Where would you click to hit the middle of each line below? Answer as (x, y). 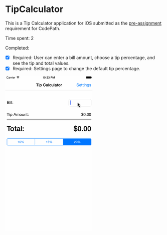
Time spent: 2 (20, 38)
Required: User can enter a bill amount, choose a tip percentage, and (84, 57)
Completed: (17, 48)
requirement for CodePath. (33, 28)
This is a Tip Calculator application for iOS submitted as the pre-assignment (83, 23)
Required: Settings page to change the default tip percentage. (76, 68)
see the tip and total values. (41, 63)
